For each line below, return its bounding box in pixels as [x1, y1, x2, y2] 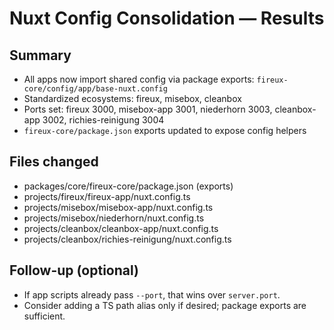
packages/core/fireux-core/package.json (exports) [23, 180, 234, 192]
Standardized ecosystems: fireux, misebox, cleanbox [23, 93, 242, 104]
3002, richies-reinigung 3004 [42, 114, 165, 126]
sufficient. [23, 310, 66, 322]
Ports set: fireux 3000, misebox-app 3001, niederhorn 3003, [23, 103, 273, 115]
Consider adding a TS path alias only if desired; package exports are [23, 299, 307, 311]
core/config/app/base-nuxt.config [23, 84, 168, 94]
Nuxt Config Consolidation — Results [9, 7, 325, 30]
